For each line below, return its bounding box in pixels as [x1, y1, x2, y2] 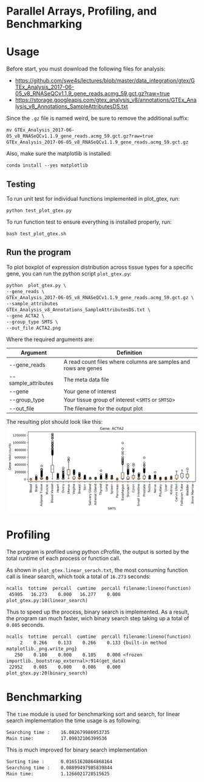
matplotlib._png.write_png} [6, 646, 78, 652]
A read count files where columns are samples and [63, 358, 190, 365]
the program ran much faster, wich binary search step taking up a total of [6, 614, 189, 621]
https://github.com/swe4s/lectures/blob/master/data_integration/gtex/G [15, 77, 195, 85]
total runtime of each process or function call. [6, 555, 121, 562]
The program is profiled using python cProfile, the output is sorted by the [6, 548, 189, 555]
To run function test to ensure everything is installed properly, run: [6, 218, 172, 226]
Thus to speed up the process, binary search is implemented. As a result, [6, 608, 189, 615]
